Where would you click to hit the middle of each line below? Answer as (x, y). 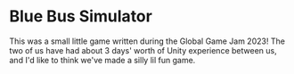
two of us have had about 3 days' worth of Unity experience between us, (143, 50)
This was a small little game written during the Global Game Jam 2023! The (147, 41)
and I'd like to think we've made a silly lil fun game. (102, 60)
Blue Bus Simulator (81, 16)
